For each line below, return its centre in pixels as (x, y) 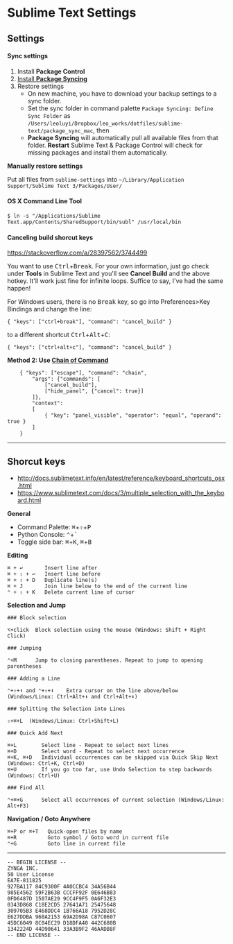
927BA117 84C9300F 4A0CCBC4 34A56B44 (62, 886)
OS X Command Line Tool (44, 201)
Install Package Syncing (52, 78)
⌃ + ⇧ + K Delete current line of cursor (71, 592)
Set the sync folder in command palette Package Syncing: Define (120, 108)
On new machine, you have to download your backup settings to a (122, 93)
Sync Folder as (49, 115)
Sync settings (28, 56)
